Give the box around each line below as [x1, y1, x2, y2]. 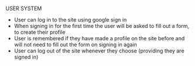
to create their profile [14, 29, 66, 36]
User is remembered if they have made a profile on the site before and [14, 35, 185, 41]
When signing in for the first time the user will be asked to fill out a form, [14, 23, 190, 29]
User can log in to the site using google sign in [14, 16, 127, 23]
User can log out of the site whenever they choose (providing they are [14, 47, 185, 54]
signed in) [14, 54, 39, 60]
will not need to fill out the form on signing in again [14, 41, 137, 48]
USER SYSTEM [5, 5, 42, 12]
